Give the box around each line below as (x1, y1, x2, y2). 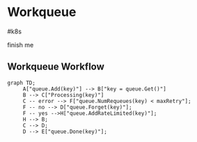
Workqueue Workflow (7, 61, 104, 73)
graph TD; (7, 79, 36, 86)
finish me (7, 40, 34, 49)
